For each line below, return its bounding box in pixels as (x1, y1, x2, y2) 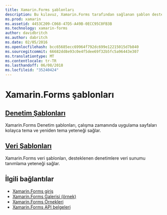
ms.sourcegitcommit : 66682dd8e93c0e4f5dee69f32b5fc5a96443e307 (5, 49, 139, 54)
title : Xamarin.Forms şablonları (5, 7, 75, 12)
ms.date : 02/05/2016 (5, 40, 48, 45)
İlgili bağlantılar (5, 175, 54, 184)
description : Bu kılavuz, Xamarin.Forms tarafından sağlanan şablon (5, 12, 150, 17)
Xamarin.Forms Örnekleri (12, 199, 64, 205)
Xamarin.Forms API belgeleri (12, 204, 71, 210)
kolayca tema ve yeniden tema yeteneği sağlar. (5, 128, 101, 133)
